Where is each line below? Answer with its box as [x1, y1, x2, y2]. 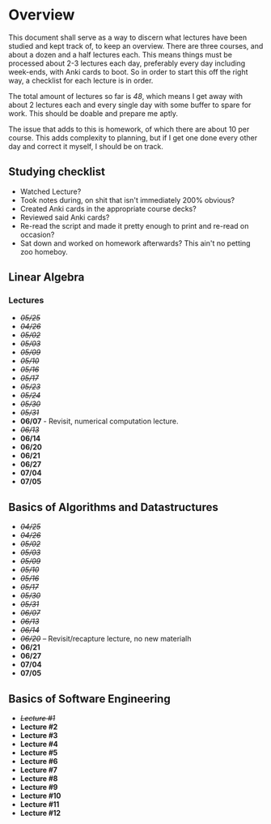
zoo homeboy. [19, 247, 69, 256]
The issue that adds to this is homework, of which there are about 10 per [8, 124, 250, 134]
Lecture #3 [19, 731, 58, 740]
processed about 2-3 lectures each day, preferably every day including [8, 58, 246, 68]
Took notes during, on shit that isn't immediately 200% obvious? [19, 195, 235, 204]
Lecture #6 [19, 757, 58, 766]
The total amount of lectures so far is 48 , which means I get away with [8, 91, 243, 101]
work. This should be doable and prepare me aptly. [8, 108, 178, 118]
